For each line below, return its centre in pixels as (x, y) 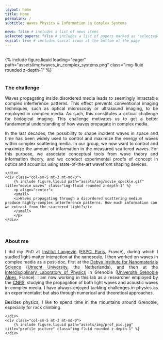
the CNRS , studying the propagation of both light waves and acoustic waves (81, 283)
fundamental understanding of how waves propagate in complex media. (77, 124)
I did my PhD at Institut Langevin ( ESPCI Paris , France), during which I (81, 252)
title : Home (17, 14)
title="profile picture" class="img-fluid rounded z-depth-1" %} (72, 329)
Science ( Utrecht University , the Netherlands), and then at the (81, 267)
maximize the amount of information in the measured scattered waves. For (81, 149)
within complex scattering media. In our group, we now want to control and (81, 144)
